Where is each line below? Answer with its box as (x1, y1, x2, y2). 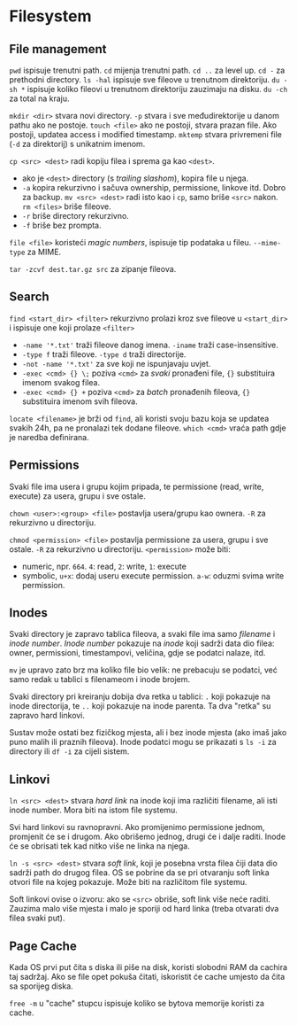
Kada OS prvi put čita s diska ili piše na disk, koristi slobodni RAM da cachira (9, 962, 288, 973)
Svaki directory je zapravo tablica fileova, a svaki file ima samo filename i (9, 629, 276, 640)
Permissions (9, 458, 80, 473)
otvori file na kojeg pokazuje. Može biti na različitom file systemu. (9, 877, 247, 888)
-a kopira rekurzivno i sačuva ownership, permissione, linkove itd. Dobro (21, 182, 286, 192)
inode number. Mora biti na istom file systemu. (9, 804, 179, 816)
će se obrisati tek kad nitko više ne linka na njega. (9, 841, 190, 851)
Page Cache (9, 938, 77, 953)
